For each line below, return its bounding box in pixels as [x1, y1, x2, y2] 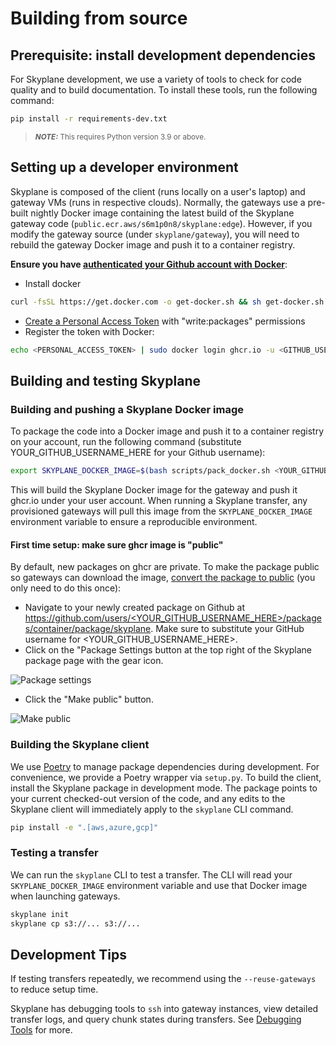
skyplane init [10, 909, 70, 919]
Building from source [10, 7, 188, 30]
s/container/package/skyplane [24, 623, 152, 635]
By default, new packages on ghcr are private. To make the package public [10, 561, 320, 573]
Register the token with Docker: [24, 325, 155, 337]
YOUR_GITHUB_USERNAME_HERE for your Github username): [10, 447, 266, 459]
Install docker [24, 277, 82, 289]
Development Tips [10, 946, 127, 963]
